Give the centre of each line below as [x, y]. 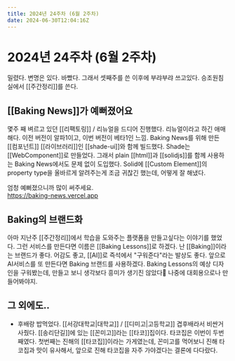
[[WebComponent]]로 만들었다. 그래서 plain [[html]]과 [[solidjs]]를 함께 [107, 156]
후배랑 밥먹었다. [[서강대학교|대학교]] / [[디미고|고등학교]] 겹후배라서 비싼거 [121, 324]
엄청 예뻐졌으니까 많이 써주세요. [51, 188]
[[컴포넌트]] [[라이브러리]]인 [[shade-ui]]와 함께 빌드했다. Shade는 [99, 147]
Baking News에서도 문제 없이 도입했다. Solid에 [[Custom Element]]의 [111, 164]
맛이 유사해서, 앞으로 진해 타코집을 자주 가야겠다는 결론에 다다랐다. [127, 350]
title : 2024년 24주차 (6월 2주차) [53, 14]
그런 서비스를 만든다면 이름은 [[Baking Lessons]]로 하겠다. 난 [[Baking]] [116, 247]
